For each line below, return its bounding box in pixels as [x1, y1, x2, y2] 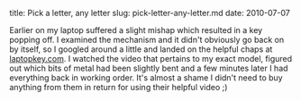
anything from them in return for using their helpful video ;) [9, 82, 228, 92]
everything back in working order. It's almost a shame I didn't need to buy [9, 72, 283, 83]
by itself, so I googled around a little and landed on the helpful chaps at [9, 44, 273, 55]
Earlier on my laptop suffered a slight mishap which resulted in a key [9, 25, 263, 35]
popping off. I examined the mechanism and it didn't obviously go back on [9, 35, 285, 45]
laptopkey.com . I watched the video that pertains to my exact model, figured [9, 54, 293, 63]
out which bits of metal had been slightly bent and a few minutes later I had [9, 63, 288, 73]
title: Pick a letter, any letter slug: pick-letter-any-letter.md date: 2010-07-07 [9, 8, 290, 18]
